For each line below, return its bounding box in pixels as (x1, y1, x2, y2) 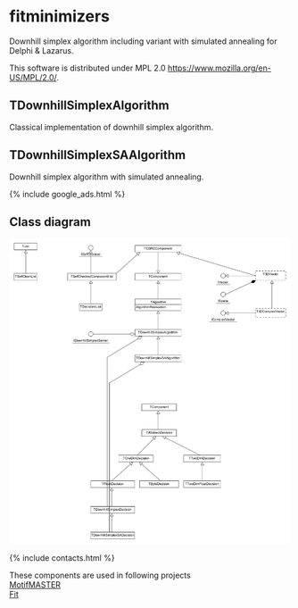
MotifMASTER (9, 579, 61, 590)
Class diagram (9, 214, 91, 229)
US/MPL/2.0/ (9, 71, 57, 82)
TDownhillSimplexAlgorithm (9, 98, 170, 113)
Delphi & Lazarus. (9, 45, 74, 55)
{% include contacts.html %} (9, 552, 115, 563)
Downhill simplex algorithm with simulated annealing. (9, 171, 204, 182)
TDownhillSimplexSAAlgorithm (9, 147, 186, 162)
